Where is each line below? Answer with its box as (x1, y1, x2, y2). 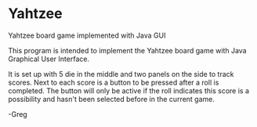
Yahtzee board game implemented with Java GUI (8, 31, 166, 40)
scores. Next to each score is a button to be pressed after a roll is (8, 78, 219, 87)
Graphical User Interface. (8, 54, 90, 63)
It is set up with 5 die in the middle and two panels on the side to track (8, 69, 234, 78)
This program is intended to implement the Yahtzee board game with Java (8, 45, 247, 55)
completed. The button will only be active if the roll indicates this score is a (8, 85, 249, 95)
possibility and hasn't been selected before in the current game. (8, 94, 215, 103)
